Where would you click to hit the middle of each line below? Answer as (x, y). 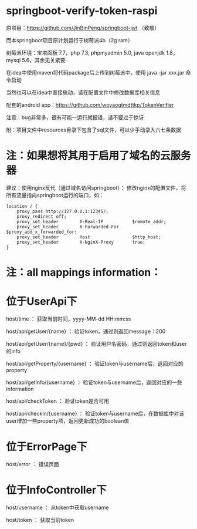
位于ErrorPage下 (47, 447)
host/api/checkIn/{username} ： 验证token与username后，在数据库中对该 (95, 413)
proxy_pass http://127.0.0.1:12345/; (63, 211)
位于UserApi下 (42, 301)
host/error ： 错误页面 (33, 464)
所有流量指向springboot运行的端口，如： (55, 195)
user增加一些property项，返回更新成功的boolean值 (68, 421)
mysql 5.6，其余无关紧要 (36, 60)
